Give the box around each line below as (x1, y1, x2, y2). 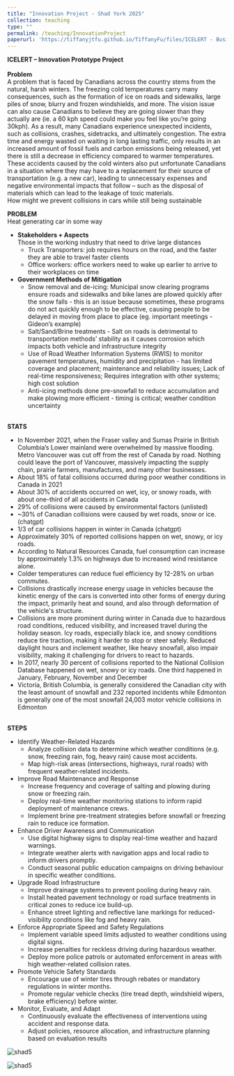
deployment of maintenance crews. (27, 804, 130, 813)
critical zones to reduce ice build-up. (27, 901, 134, 909)
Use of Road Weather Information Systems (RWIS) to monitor (27, 350, 203, 358)
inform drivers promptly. (27, 856, 97, 864)
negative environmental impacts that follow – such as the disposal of (7, 182, 204, 190)
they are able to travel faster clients (27, 253, 130, 262)
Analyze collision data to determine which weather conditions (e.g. (27, 745, 219, 753)
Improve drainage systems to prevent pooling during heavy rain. (27, 886, 212, 894)
